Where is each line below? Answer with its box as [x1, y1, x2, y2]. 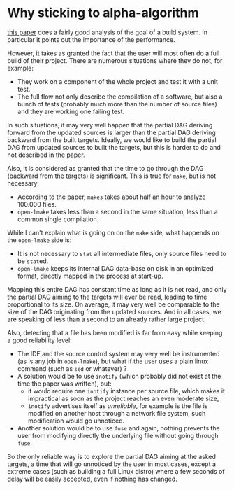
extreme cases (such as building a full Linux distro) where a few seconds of [7, 467, 225, 475]
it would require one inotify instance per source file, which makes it [27, 386, 226, 395]
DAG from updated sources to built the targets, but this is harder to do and [7, 143, 221, 151]
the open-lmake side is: [7, 236, 72, 244]
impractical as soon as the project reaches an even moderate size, [27, 394, 219, 402]
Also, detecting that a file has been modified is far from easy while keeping [7, 328, 223, 337]
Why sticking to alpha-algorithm [7, 5, 199, 21]
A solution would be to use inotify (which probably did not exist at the [17, 372, 221, 380]
